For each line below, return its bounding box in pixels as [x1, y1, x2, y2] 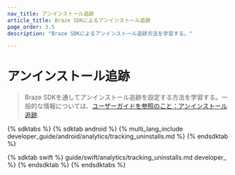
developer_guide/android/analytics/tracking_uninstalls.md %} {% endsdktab [7, 132, 229, 141]
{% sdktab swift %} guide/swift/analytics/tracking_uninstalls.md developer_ [7, 153, 227, 162]
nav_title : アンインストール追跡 [7, 10, 94, 18]
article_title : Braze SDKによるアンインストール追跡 [7, 17, 151, 24]
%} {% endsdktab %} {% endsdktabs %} [7, 161, 127, 169]
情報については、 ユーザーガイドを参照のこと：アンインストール [43, 102, 227, 110]
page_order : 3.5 [7, 23, 55, 30]
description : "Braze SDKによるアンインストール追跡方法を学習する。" [7, 30, 193, 37]
